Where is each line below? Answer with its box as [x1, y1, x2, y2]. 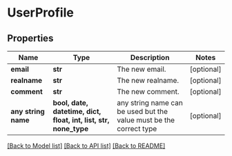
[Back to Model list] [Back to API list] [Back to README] [7, 142, 166, 150]
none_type [52, 124, 88, 133]
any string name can [117, 98, 183, 108]
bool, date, [52, 98, 88, 108]
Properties [7, 32, 54, 44]
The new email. [117, 64, 166, 74]
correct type [117, 124, 157, 133]
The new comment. [117, 87, 180, 96]
